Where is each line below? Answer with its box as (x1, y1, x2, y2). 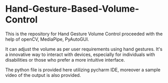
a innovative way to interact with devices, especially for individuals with (5, 51, 155, 58)
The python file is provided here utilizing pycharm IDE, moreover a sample (5, 67, 161, 73)
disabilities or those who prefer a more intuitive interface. (5, 57, 125, 63)
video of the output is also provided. (5, 72, 81, 78)
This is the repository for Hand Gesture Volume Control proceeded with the (5, 31, 163, 37)
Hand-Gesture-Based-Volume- (5, 3, 139, 15)
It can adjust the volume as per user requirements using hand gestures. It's (5, 46, 163, 52)
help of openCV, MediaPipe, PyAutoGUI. (5, 36, 89, 42)
